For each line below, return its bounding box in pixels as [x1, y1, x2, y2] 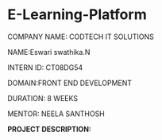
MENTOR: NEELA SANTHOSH [7, 109, 105, 119]
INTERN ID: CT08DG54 [7, 62, 83, 72]
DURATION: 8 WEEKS [7, 93, 79, 103]
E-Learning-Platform [7, 6, 148, 24]
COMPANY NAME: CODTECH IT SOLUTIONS [7, 32, 154, 41]
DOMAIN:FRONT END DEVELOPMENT [7, 78, 133, 87]
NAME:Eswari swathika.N [7, 47, 91, 56]
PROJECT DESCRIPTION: [7, 124, 92, 134]
